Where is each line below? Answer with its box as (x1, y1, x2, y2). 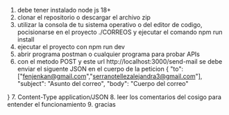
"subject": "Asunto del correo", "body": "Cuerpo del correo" (17, 80, 189, 87)
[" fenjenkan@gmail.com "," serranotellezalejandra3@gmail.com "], (17, 72, 203, 80)
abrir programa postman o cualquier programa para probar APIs (17, 50, 200, 58)
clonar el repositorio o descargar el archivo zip (17, 13, 151, 21)
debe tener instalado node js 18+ (17, 6, 111, 14)
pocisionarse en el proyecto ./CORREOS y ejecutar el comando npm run (17, 28, 223, 36)
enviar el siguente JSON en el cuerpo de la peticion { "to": (17, 65, 184, 73)
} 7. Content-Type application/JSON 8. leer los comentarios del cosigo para (7, 93, 222, 101)
